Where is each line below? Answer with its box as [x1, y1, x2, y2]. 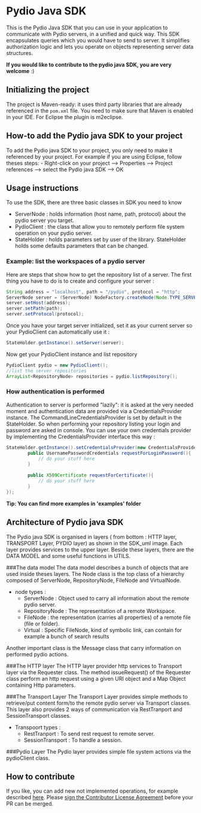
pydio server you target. [14, 217, 75, 224]
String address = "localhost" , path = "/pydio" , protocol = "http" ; [6, 289, 181, 295]
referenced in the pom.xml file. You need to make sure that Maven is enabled [6, 107, 193, 114]
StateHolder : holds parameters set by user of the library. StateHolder [14, 236, 187, 243]
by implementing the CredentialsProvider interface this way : [6, 433, 156, 440]
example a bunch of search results [23, 633, 109, 640]
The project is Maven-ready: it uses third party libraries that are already [6, 101, 182, 108]
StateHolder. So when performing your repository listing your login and [6, 420, 181, 427]
